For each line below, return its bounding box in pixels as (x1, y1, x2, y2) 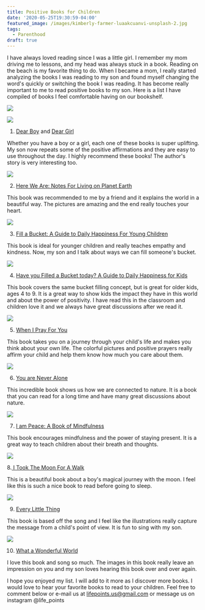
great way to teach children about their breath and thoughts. (7, 440, 159, 448)
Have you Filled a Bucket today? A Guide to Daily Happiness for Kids (15, 272, 188, 279)
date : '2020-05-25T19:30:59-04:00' (7, 15, 98, 21)
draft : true (7, 37, 37, 43)
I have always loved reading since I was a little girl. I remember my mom (7, 54, 188, 61)
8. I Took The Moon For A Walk (7, 464, 85, 471)
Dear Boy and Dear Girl (15, 127, 74, 135)
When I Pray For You (15, 326, 68, 333)
